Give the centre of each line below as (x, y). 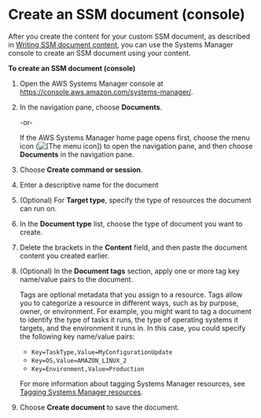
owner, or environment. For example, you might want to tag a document (135, 311)
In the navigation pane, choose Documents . (91, 107)
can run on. (38, 208)
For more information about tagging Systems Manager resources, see (132, 383)
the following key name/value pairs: (77, 336)
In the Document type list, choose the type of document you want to (131, 224)
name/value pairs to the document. (76, 279)
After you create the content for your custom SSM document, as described (129, 36)
